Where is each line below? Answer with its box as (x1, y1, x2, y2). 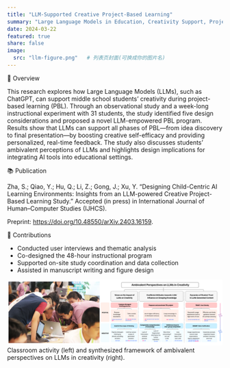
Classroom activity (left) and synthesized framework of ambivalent (7, 346, 195, 354)
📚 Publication (7, 167, 47, 175)
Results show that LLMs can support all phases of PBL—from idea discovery (7, 123, 222, 132)
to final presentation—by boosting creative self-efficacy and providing (7, 131, 205, 139)
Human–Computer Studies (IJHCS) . (7, 204, 107, 212)
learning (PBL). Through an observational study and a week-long (26, 101, 209, 110)
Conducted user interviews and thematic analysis (16, 244, 157, 252)
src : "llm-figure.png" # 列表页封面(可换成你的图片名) (13, 55, 166, 62)
